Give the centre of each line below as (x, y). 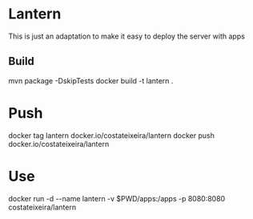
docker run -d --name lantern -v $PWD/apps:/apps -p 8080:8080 (117, 198)
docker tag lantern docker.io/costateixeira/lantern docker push (111, 135)
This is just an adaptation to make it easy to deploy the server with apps (127, 36)
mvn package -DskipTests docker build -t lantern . (91, 80)
